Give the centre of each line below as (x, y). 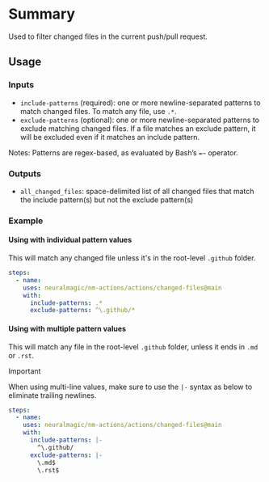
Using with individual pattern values (70, 240)
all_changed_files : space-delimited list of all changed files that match (137, 191)
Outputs (25, 173)
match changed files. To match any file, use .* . (98, 111)
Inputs (21, 85)
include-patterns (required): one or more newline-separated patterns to (140, 103)
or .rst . (21, 355)
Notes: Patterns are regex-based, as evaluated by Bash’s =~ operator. (123, 152)
